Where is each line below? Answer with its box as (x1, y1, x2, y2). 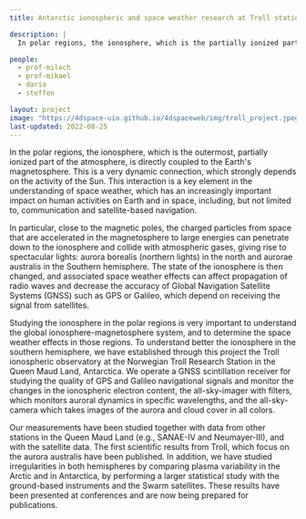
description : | (9, 29, 67, 39)
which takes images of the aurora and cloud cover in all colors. (39, 404, 276, 415)
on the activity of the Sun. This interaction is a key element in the (9, 176, 253, 187)
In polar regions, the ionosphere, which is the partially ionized (17, 38, 280, 47)
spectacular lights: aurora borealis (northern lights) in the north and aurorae (9, 251, 293, 262)
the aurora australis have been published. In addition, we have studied (9, 452, 273, 463)
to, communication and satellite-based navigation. (9, 205, 198, 216)
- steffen (17, 88, 55, 97)
